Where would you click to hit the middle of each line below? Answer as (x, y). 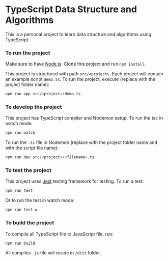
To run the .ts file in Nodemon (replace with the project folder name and (81, 142)
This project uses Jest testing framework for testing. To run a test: (75, 181)
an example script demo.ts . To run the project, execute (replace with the (80, 79)
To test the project (29, 170)
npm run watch (20, 133)
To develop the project (34, 107)
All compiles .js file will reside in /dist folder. (53, 253)
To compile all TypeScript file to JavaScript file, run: (59, 234)
